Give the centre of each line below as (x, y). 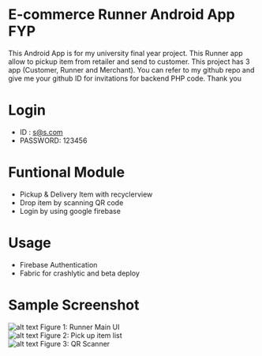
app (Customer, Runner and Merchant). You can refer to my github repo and (131, 69)
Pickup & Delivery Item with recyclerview (86, 194)
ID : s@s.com (41, 132)
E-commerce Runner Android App (122, 15)
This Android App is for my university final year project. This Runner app (125, 53)
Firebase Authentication (58, 264)
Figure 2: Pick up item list (81, 335)
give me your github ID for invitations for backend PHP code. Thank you (125, 78)
